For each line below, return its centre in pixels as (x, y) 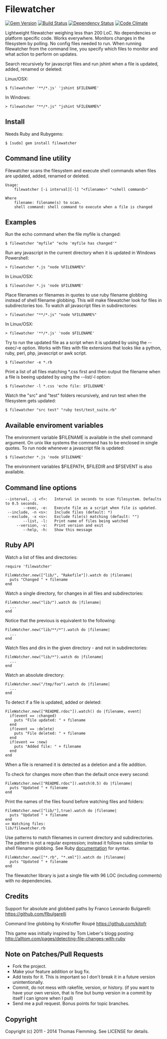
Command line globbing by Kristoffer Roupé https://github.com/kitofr (76, 923)
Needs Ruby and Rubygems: (34, 134)
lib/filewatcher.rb (25, 828)
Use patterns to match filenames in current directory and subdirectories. (80, 837)
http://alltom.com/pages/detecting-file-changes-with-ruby (65, 938)
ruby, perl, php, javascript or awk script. (46, 353)
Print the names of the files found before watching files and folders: (75, 801)
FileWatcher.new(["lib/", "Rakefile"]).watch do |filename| (69, 575)
